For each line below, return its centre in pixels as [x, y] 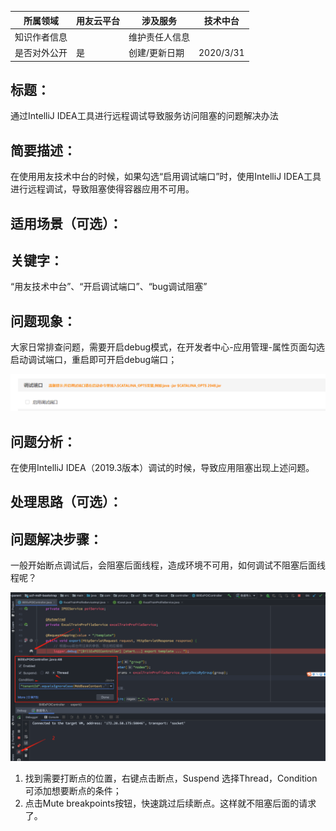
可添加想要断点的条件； [73, 791]
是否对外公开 [41, 52]
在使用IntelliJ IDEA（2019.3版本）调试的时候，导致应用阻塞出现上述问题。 [162, 468]
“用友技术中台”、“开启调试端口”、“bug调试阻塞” [109, 287]
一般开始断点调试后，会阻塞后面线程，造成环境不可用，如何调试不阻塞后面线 [168, 565]
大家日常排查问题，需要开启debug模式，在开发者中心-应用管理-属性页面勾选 [168, 347]
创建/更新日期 [156, 52]
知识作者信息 [41, 37]
